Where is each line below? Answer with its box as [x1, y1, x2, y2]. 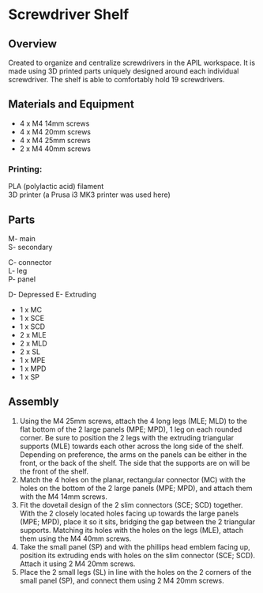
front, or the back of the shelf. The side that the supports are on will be [19, 458, 250, 467]
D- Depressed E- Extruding [8, 289, 97, 299]
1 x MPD [19, 364, 47, 373]
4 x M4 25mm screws [19, 135, 91, 145]
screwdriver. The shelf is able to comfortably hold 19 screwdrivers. [8, 75, 225, 84]
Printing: [8, 164, 43, 175]
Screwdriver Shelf [8, 6, 130, 24]
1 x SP [19, 372, 39, 381]
